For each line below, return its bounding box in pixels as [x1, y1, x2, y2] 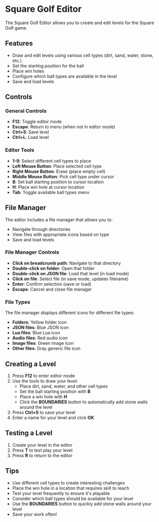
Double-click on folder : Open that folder [12, 265, 95, 271]
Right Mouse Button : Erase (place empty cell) [12, 168, 106, 174]
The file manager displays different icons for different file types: [5, 310, 134, 316]
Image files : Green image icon [12, 340, 74, 346]
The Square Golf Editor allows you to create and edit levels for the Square [5, 20, 154, 26]
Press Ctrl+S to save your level [12, 409, 75, 415]
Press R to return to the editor [12, 452, 73, 458]
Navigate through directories [12, 226, 70, 232]
